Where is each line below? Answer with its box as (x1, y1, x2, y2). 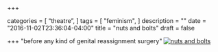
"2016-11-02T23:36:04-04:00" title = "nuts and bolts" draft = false (7, 24, 195, 32)
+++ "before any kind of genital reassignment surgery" (7, 37, 162, 45)
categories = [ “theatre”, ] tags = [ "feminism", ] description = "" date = (7, 17, 207, 24)
